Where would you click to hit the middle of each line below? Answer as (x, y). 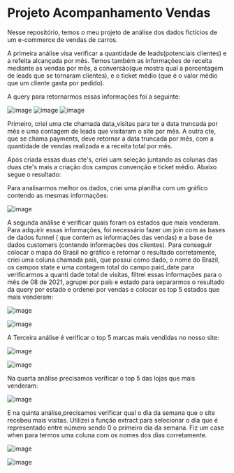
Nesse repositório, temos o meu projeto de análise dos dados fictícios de (112, 32)
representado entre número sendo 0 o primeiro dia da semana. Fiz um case (116, 428)
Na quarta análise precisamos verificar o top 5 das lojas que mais (101, 378)
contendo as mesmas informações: (58, 195)
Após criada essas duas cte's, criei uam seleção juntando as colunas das (112, 160)
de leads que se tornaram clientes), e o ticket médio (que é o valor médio (112, 76)
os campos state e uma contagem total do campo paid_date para (101, 267)
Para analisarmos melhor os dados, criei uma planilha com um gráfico (108, 188)
